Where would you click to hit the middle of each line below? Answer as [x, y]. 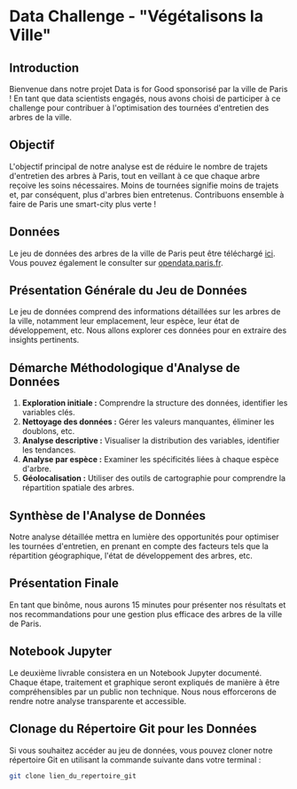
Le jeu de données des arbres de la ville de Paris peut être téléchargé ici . [142, 253]
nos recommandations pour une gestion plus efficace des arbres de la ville [146, 614]
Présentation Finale [64, 583]
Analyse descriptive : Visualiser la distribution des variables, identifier [151, 441]
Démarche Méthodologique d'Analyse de [125, 368]
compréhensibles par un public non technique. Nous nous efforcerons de [143, 692]
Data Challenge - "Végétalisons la [137, 16]
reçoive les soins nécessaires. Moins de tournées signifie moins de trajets [144, 185]
